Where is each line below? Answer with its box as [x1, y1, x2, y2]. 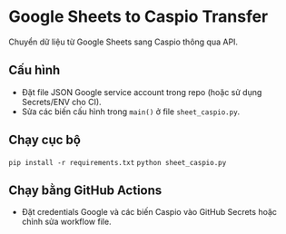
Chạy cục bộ [8, 132, 81, 148]
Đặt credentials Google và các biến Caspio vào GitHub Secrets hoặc [21, 207, 278, 218]
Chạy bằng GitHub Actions [8, 182, 163, 198]
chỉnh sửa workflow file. [21, 216, 112, 228]
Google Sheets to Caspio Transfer [8, 6, 269, 27]
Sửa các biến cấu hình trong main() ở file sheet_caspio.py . [21, 106, 241, 117]
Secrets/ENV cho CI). [21, 96, 102, 107]
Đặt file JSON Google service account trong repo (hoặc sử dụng [21, 86, 262, 97]
